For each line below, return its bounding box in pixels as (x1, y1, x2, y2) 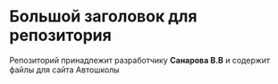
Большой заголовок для (9, 6, 198, 27)
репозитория (9, 25, 112, 46)
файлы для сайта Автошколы (9, 64, 120, 75)
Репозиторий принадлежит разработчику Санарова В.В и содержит (9, 55, 271, 65)
